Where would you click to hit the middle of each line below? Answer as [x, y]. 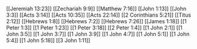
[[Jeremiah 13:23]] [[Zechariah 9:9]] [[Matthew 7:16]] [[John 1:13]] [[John [96, 9]
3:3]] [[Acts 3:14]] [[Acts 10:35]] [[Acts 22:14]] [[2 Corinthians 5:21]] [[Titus [99, 15]
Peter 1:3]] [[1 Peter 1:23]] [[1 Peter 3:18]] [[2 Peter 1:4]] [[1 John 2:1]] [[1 [94, 27]
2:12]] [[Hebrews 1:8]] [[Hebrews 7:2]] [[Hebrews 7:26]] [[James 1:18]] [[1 [96, 21]
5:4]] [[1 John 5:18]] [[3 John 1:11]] [49, 40]
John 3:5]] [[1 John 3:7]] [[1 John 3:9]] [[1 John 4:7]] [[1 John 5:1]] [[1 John [98, 34]
